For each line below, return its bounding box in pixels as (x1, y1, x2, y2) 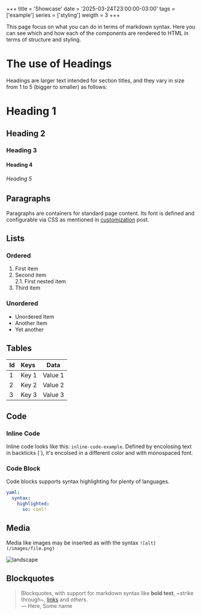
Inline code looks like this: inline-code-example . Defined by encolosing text (6, 443, 192, 450)
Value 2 (43, 381, 64, 389)
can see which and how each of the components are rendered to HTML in (6, 29, 189, 37)
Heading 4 (6, 161, 33, 168)
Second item (14, 271, 47, 279)
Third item (14, 284, 41, 291)
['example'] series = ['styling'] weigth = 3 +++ (6, 11, 120, 19)
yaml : (6, 490, 20, 496)
